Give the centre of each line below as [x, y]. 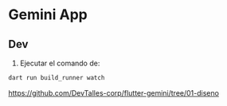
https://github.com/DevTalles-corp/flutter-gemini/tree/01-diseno [113, 92]
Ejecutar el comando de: [60, 63]
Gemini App [48, 15]
